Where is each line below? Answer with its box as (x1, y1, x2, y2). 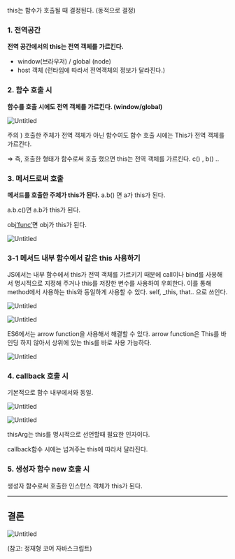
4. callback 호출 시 (7, 371, 69, 381)
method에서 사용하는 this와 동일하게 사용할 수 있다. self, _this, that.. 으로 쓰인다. (7, 288, 228, 296)
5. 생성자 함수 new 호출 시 (7, 464, 90, 474)
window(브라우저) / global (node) (17, 57, 112, 66)
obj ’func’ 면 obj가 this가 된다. (7, 220, 87, 228)
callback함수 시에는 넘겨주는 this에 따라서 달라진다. (7, 445, 148, 453)
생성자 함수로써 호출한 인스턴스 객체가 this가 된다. (7, 481, 143, 490)
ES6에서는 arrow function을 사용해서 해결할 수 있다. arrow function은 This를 (7, 330, 220, 338)
